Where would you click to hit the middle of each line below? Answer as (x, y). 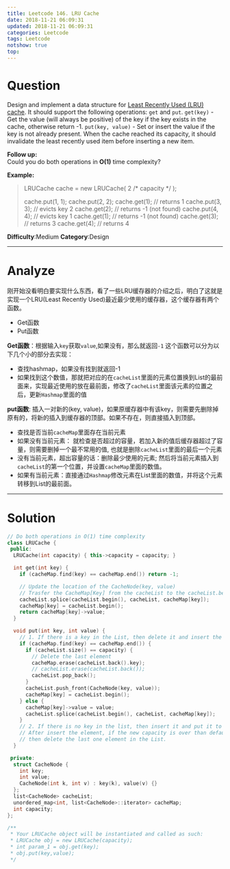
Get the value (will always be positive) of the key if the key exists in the (107, 119)
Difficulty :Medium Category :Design (58, 237)
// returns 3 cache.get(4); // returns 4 (76, 223)
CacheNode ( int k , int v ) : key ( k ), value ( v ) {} (89, 784)
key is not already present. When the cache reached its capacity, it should (112, 134)
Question (34, 86)
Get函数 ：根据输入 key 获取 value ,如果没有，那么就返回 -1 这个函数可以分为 (110, 345)
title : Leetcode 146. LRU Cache (53, 13)
